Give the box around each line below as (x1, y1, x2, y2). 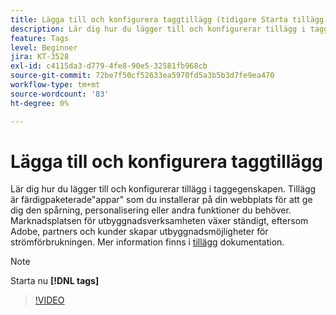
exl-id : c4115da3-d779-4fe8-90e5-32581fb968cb (10, 61, 208, 71)
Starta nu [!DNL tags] (10, 275, 100, 287)
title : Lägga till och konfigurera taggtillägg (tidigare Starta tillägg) (10, 14, 329, 25)
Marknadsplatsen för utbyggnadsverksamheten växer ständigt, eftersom (10, 215, 309, 227)
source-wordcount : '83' (10, 89, 110, 99)
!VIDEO (34, 294, 65, 306)
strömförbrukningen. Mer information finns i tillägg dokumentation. (10, 236, 285, 248)
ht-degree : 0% (10, 98, 70, 108)
